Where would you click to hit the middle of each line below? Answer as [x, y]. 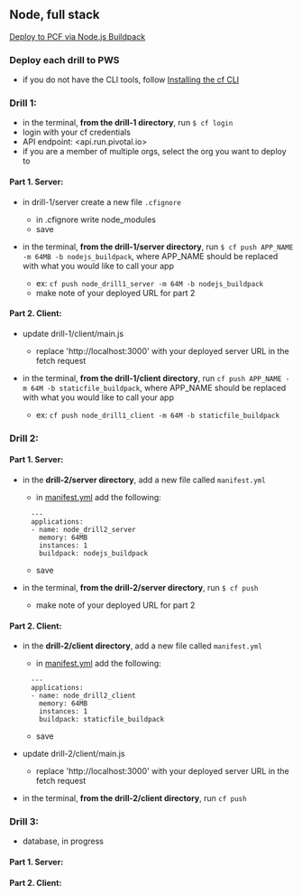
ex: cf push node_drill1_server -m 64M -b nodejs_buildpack [150, 283]
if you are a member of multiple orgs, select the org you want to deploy [154, 152]
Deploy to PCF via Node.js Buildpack [78, 36]
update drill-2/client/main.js [73, 754]
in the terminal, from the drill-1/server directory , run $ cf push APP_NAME [158, 247]
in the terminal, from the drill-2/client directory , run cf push [134, 798]
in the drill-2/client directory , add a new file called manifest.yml [142, 646]
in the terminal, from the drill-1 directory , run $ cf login [128, 123]
